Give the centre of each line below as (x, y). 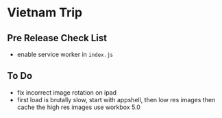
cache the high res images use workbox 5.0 (78, 107)
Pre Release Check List (57, 38)
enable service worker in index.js (65, 54)
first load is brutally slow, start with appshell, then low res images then (116, 99)
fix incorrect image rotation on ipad (67, 92)
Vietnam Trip (45, 13)
